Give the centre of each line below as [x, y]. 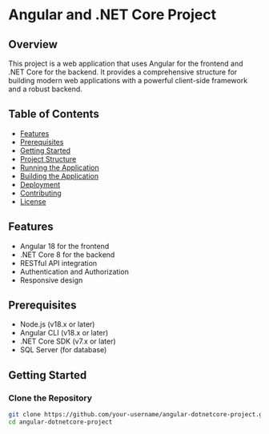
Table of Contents [54, 114]
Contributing [40, 193]
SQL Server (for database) [63, 350]
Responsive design [51, 280]
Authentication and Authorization [74, 271]
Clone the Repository [50, 398]
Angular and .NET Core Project [112, 15]
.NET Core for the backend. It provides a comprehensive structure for [123, 72]
